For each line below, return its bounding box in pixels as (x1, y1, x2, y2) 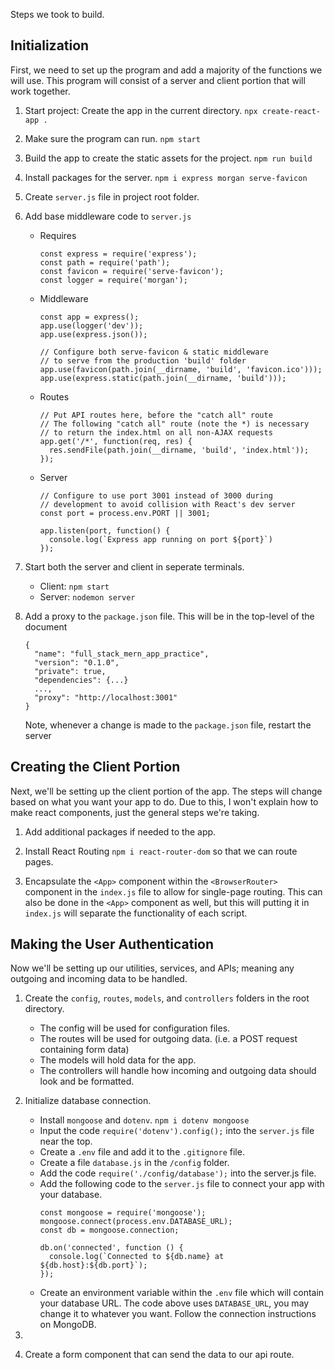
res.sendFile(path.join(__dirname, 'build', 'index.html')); (48, 445, 310, 455)
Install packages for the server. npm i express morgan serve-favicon (24, 171, 308, 183)
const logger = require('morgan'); (39, 275, 188, 285)
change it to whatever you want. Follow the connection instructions (39, 1308, 317, 1320)
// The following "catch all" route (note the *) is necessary (39, 419, 310, 429)
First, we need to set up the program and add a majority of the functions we (10, 64, 323, 76)
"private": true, (34, 666, 107, 676)
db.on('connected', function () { (39, 1243, 184, 1253)
